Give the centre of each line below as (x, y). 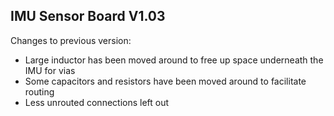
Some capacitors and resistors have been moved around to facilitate (165, 81)
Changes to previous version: (71, 40)
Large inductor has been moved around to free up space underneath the (174, 60)
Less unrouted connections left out (97, 102)
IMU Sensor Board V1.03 (88, 16)
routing (39, 91)
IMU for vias (50, 70)
